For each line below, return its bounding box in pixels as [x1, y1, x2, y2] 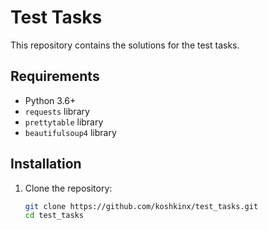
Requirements [10, 68, 100, 85]
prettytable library [24, 116, 104, 128]
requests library [24, 105, 90, 117]
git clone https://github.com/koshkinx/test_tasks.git [24, 201, 259, 211]
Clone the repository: [24, 182, 113, 194]
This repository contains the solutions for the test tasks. [10, 39, 240, 51]
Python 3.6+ [24, 94, 77, 106]
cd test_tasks [24, 211, 84, 221]
